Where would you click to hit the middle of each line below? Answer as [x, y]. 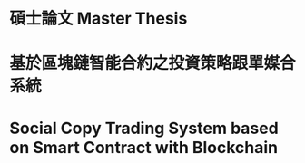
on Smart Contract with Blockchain [144, 147]
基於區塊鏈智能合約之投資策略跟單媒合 [153, 63]
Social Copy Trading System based [144, 128]
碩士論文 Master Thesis [98, 19]
